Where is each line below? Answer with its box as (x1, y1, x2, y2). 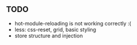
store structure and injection (14, 32, 83, 39)
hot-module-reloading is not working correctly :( (14, 20, 132, 27)
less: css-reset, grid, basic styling (14, 26, 97, 33)
